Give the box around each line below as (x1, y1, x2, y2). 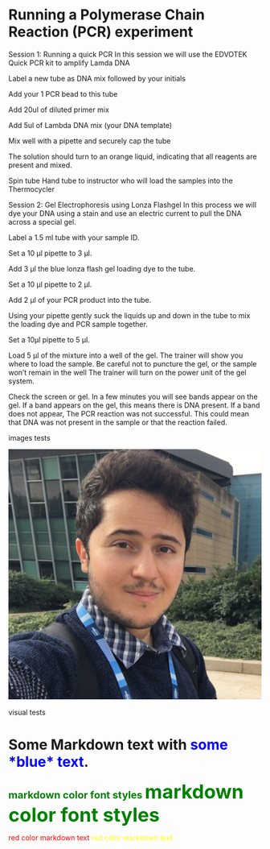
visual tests (8, 707, 46, 718)
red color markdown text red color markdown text (8, 832, 173, 843)
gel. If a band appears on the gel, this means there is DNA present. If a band (8, 400, 260, 410)
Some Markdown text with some (8, 735, 228, 754)
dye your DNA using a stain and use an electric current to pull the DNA (8, 208, 243, 218)
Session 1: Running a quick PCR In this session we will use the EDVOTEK (8, 49, 247, 59)
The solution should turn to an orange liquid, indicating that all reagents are (8, 151, 257, 161)
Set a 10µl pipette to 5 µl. (8, 334, 90, 344)
